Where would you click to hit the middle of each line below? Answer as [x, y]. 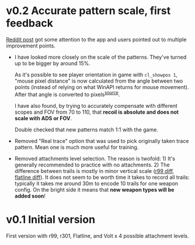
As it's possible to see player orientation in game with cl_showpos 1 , [96, 74]
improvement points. [31, 46]
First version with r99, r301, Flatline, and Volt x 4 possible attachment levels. [97, 236]
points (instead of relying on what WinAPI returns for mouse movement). [102, 87]
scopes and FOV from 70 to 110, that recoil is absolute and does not [97, 112]
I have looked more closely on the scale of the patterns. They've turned [100, 57]
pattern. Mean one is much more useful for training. [76, 147]
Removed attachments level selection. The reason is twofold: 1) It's [95, 158]
